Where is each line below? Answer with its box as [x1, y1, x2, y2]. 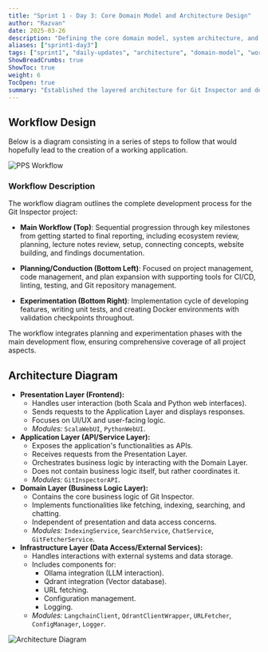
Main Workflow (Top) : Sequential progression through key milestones [19, 223, 250, 233]
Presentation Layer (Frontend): [19, 390, 125, 400]
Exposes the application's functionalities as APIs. [31, 441, 193, 451]
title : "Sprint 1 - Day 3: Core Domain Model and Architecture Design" [8, 11, 251, 20]
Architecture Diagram [8, 368, 118, 382]
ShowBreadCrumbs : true [8, 57, 84, 65]
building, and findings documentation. [19, 248, 145, 258]
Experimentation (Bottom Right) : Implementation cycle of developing [19, 296, 249, 306]
